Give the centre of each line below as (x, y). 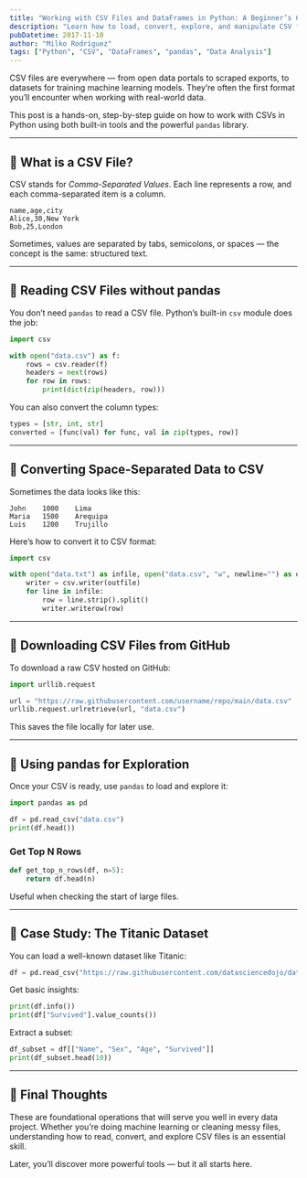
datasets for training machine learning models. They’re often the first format (152, 88)
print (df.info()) (42, 1007)
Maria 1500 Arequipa (58, 516)
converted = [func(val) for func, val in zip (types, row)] (124, 432)
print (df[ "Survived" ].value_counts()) (83, 1015)
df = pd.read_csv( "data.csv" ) (67, 819)
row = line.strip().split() (95, 600)
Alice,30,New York (44, 219)
